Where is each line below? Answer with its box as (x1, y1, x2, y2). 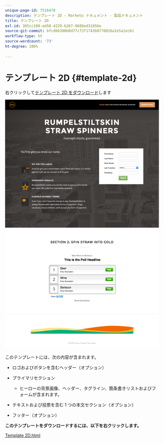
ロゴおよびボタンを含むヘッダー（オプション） (12, 364, 106, 370)
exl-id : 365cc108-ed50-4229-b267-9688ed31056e (5, 23, 102, 28)
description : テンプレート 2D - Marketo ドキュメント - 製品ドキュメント (5, 13, 143, 18)
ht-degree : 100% (5, 44, 38, 49)
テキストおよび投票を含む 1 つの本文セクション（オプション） (12, 401, 136, 408)
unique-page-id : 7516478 (5, 8, 56, 13)
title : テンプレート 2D (5, 18, 49, 23)
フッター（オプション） (12, 412, 60, 418)
